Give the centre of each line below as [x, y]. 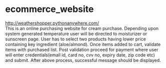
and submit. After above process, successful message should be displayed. [83, 60]
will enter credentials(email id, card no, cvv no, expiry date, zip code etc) [80, 55]
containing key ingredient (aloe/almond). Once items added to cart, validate [83, 44]
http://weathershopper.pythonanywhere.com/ [52, 23]
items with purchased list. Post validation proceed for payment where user [82, 49]
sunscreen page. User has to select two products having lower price [75, 39]
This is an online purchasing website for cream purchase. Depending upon [82, 28]
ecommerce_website [49, 9]
